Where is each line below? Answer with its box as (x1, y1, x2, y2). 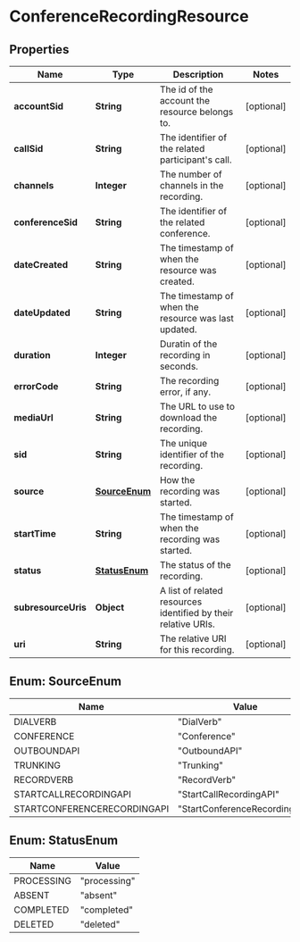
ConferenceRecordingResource (9, 6, 249, 27)
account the (159, 95, 210, 106)
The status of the (159, 559, 232, 571)
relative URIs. (159, 618, 216, 630)
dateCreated (13, 259, 69, 271)
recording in (159, 349, 211, 361)
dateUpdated (13, 306, 71, 319)
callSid (13, 143, 44, 154)
